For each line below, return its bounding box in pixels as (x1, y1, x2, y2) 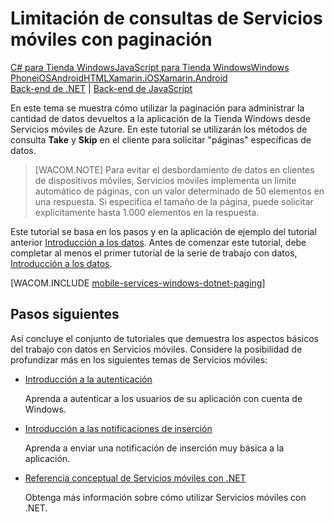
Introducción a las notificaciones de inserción (24, 422, 213, 434)
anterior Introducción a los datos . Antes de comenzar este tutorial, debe (10, 236, 307, 248)
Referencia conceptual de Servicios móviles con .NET (24, 472, 247, 484)
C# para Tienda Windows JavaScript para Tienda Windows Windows (10, 61, 290, 73)
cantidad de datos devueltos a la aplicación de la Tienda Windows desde (10, 112, 312, 124)
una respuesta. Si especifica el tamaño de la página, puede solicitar (34, 195, 314, 207)
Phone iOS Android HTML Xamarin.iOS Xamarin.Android (10, 72, 228, 84)
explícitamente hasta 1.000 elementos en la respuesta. (34, 206, 260, 218)
